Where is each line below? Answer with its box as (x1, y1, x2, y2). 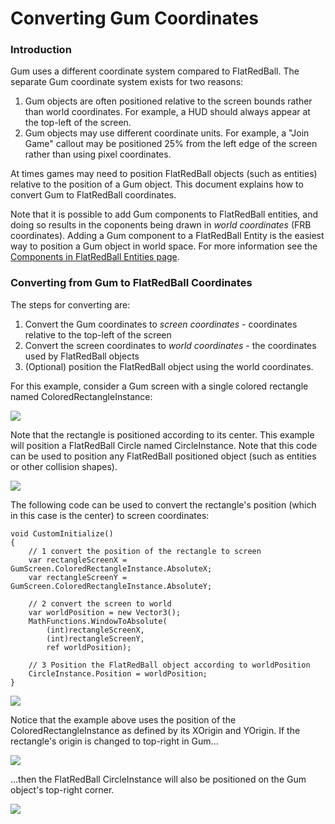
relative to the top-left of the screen (24, 328, 172, 341)
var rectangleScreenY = (28, 572, 128, 582)
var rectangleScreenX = (28, 555, 128, 565)
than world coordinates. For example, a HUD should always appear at (24, 106, 311, 118)
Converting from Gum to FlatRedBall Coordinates (10, 276, 253, 290)
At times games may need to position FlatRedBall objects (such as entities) (10, 168, 318, 180)
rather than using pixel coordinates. (24, 148, 172, 161)
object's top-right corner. (10, 783, 115, 796)
